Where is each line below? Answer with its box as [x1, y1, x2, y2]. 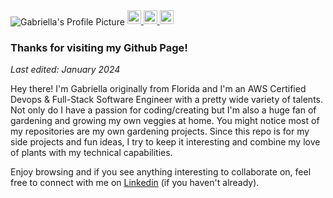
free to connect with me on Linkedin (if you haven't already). [10, 176, 260, 188]
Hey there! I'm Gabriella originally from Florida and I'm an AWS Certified [10, 82, 307, 94]
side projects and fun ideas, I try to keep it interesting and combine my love [10, 135, 321, 148]
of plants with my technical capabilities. [10, 146, 173, 158]
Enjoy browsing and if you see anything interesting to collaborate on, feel [10, 165, 312, 178]
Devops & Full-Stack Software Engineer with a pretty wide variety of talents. [10, 93, 323, 105]
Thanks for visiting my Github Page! [10, 40, 188, 54]
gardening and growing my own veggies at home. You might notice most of [10, 114, 320, 126]
